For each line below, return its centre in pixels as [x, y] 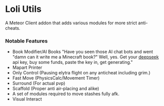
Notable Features [27, 41]
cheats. [13, 28]
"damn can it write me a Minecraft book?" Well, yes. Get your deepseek [85, 57]
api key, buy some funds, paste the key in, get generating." [73, 62]
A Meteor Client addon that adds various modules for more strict [71, 23]
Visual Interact [27, 99]
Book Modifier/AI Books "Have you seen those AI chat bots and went [82, 52]
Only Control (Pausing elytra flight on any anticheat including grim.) [81, 73]
